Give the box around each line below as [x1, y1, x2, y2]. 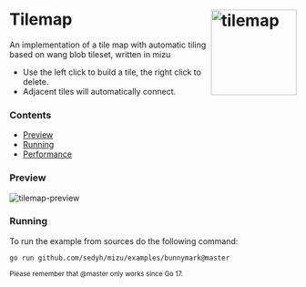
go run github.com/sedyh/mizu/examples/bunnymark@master [9, 253, 230, 262]
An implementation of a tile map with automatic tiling [9, 39, 207, 50]
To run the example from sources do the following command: [9, 235, 239, 246]
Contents [9, 108, 52, 121]
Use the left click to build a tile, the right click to [22, 67, 202, 77]
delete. [22, 76, 49, 87]
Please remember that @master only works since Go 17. [9, 269, 184, 278]
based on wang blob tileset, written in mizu [9, 48, 171, 59]
